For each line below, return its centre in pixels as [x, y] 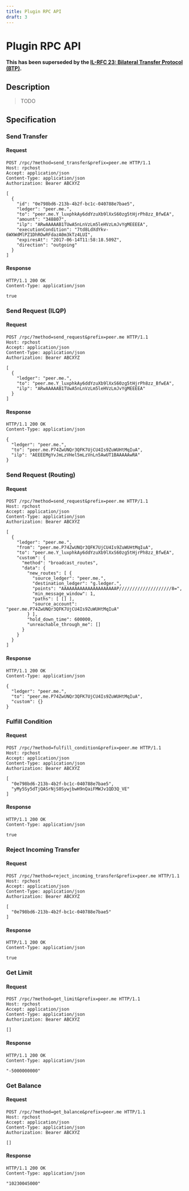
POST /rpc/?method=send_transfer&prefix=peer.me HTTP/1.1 [78, 163]
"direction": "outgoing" [47, 245]
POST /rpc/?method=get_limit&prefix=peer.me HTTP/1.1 [73, 999]
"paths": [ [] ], [53, 599]
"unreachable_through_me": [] [64, 625]
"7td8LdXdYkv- [92, 230]
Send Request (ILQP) [36, 311]
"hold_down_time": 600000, [60, 620]
